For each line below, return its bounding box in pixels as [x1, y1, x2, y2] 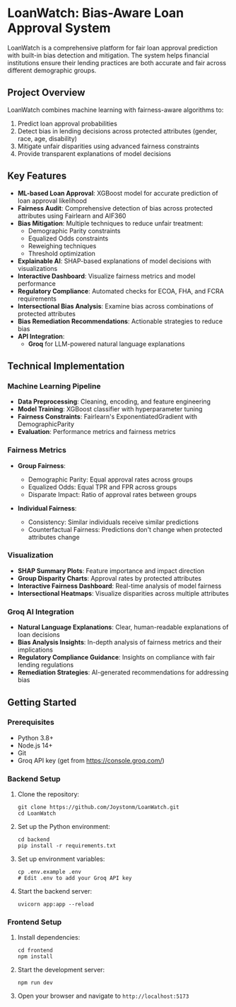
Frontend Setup [7, 917, 62, 927]
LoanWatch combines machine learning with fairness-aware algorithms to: [7, 105, 224, 114]
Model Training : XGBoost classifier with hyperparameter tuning [17, 405, 203, 413]
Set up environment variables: [17, 855, 105, 863]
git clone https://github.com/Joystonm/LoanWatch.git [17, 803, 179, 811]
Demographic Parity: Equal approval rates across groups [28, 475, 193, 484]
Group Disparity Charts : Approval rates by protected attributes [17, 574, 202, 582]
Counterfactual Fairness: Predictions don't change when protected [28, 525, 223, 533]
